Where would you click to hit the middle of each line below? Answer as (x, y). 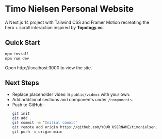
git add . (22, 118)
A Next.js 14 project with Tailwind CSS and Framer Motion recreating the (77, 22)
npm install (17, 54)
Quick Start (23, 43)
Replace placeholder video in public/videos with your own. (71, 94)
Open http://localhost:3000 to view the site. (49, 68)
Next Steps (22, 83)
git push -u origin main (37, 132)
